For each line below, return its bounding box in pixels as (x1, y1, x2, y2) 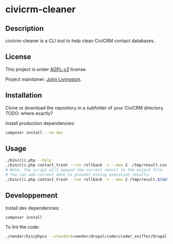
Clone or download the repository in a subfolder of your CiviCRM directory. (5, 104, 165, 111)
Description (5, 24, 44, 33)
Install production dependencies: (5, 120, 75, 126)
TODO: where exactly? (5, 110, 53, 116)
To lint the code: (5, 224, 40, 230)
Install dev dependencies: (5, 204, 60, 211)
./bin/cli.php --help (5, 158, 52, 163)
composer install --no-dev (5, 130, 63, 135)
